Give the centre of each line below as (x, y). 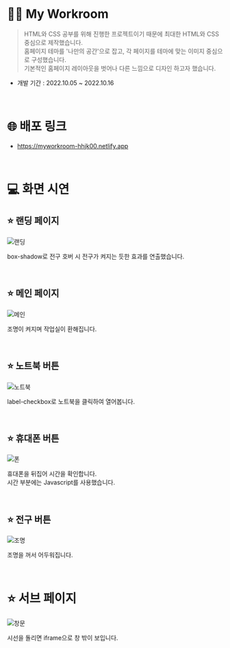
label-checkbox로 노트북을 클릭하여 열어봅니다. (71, 401)
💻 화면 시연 (38, 189)
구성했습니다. (49, 59)
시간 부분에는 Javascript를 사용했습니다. (61, 482)
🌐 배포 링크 (37, 127)
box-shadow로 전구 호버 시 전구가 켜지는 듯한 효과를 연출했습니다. (96, 256)
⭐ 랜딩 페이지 (33, 221)
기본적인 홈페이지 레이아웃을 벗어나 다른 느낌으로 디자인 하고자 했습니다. (120, 68)
